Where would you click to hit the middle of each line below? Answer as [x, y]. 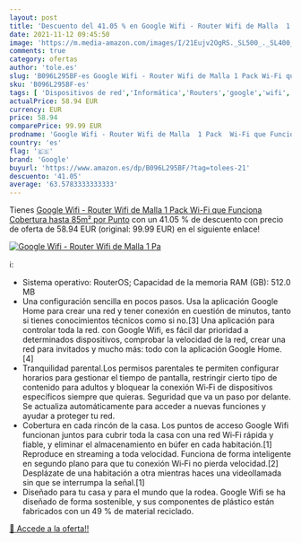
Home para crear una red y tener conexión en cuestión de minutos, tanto [156, 311]
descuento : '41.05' [46, 176]
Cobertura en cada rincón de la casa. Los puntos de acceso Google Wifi [155, 425]
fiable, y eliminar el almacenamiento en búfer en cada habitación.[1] [147, 444]
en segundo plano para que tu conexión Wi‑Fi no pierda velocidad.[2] [150, 464]
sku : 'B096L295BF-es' [50, 84]
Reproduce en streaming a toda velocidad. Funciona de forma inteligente [156, 454]
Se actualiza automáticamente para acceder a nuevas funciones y [144, 407]
